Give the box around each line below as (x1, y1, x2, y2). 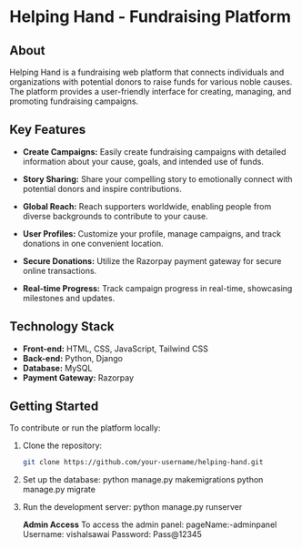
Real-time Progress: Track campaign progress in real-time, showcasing (22, 282, 293, 293)
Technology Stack (9, 319, 115, 334)
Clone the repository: (22, 440, 103, 452)
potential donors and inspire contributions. (22, 183, 182, 194)
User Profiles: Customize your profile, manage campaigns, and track (22, 228, 282, 239)
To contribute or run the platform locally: (9, 422, 161, 433)
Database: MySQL (22, 362, 93, 373)
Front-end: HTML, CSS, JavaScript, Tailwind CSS (22, 343, 209, 354)
